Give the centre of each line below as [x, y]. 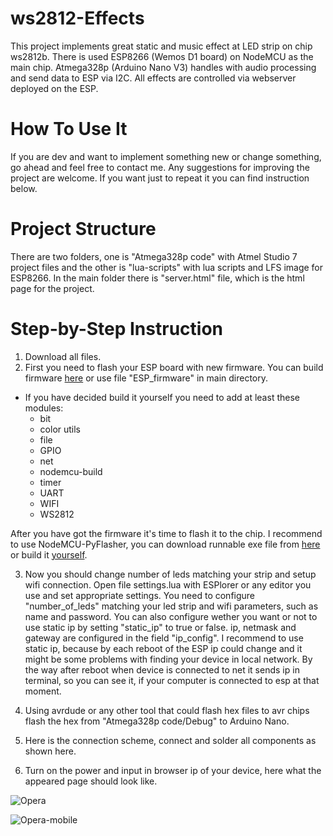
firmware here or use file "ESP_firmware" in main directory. [146, 378]
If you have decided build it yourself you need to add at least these [162, 397]
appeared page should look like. [91, 781]
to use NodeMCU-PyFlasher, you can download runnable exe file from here [165, 544]
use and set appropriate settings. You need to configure [140, 595]
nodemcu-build [71, 471]
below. [24, 188]
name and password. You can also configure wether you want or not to [171, 616]
